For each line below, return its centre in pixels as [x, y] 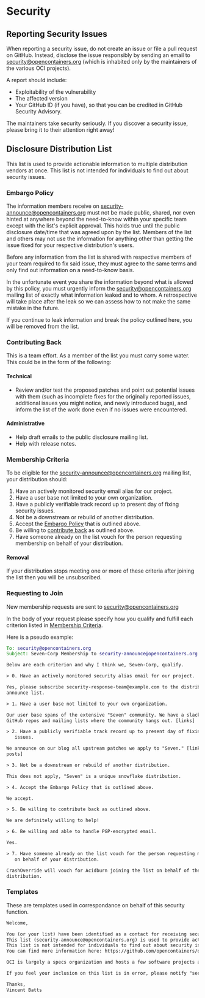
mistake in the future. [33, 308]
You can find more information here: [54, 951]
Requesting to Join [35, 593]
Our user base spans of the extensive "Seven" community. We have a [95, 715]
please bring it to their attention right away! [60, 130]
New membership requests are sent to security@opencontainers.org [92, 607]
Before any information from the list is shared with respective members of [99, 257]
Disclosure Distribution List [59, 149]
